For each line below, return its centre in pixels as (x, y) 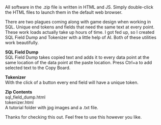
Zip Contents (19, 92)
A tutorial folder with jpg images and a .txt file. (52, 108)
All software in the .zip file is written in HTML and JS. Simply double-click (79, 7)
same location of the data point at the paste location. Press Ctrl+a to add (79, 62)
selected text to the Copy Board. (38, 68)
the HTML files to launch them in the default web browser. (64, 12)
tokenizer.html (19, 102)
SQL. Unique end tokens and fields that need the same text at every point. (80, 27)
